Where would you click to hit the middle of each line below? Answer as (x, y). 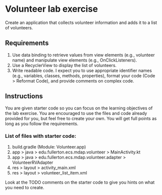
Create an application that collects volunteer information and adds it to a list (81, 22)
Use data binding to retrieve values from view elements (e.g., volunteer (83, 55)
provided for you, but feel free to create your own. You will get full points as (81, 118)
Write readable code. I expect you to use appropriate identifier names (82, 70)
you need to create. (25, 187)
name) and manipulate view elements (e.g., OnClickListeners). (74, 60)
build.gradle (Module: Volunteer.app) (49, 147)
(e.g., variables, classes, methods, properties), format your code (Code (83, 76)
